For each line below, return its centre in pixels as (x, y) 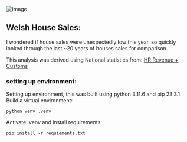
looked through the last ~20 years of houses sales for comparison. (87, 48)
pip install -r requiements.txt (46, 133)
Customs (17, 66)
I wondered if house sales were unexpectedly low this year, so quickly (91, 42)
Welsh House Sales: (44, 28)
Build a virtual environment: (39, 101)
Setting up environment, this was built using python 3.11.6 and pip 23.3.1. (94, 94)
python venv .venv (29, 112)
